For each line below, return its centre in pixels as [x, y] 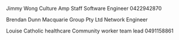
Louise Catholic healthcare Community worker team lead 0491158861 [90, 31]
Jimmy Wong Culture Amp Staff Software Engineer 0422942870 [84, 8]
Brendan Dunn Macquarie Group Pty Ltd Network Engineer [77, 19]
